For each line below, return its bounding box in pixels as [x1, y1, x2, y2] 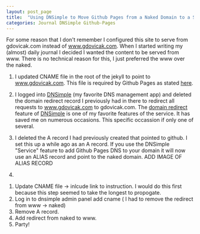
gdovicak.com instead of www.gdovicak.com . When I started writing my [6, 42, 183, 50]
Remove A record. [14, 208, 60, 215]
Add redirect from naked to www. [14, 214, 97, 221]
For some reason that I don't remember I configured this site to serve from [6, 36, 189, 44]
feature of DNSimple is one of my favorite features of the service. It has [14, 110, 190, 117]
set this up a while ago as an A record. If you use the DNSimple [14, 141, 170, 148]
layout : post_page [6, 8, 52, 15]
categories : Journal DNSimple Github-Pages [6, 20, 116, 26]
